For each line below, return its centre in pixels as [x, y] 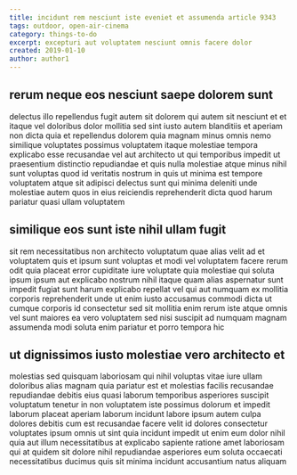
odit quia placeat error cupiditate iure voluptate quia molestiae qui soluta [142, 270]
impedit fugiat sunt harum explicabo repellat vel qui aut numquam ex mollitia [149, 289]
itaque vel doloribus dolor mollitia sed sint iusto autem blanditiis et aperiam [146, 126]
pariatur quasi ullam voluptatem [67, 201]
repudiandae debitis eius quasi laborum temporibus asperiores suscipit [139, 395]
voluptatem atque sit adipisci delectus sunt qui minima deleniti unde [133, 183]
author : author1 [39, 59]
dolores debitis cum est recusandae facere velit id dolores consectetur [139, 423]
